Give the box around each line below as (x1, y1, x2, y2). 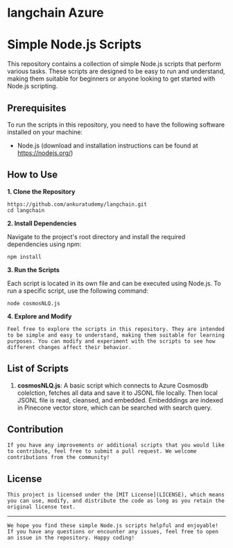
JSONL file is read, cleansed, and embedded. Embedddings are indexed (17, 396, 223, 404)
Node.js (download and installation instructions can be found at (17, 141, 199, 150)
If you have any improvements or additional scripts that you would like (7, 442, 225, 449)
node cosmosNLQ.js (7, 300, 60, 307)
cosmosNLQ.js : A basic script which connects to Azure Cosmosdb (17, 381, 209, 389)
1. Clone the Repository (7, 187, 76, 195)
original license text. (7, 503, 76, 510)
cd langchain (7, 207, 45, 213)
